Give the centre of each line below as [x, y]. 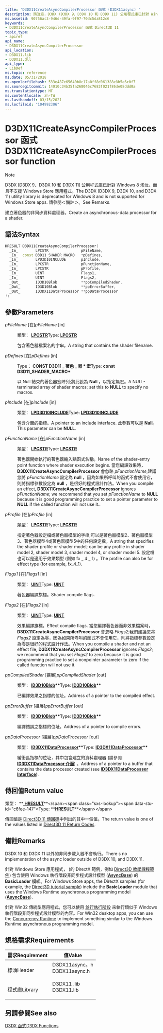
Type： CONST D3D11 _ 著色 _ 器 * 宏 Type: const [66, 366]
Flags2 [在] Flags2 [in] [27, 605]
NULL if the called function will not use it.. [59, 504]
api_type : [15, 64]
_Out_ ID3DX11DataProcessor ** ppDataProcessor [64, 291]
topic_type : [17, 32]
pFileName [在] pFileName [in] [35, 325]
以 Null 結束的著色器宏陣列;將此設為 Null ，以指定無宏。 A [74, 382]
